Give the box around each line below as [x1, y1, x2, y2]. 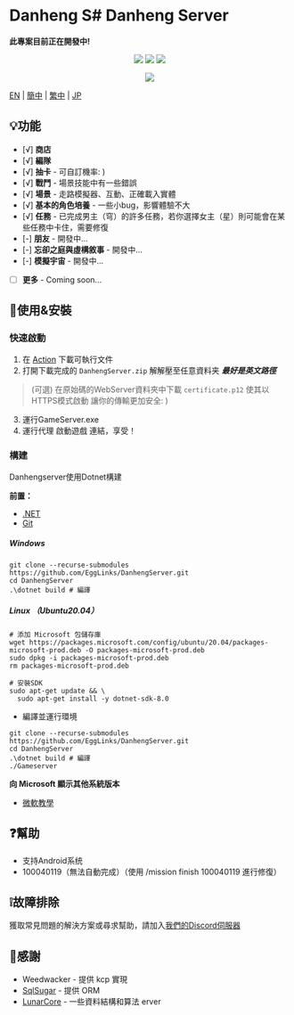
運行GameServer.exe [21, 413, 100, 424]
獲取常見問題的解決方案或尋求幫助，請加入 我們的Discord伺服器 [9, 920, 241, 931]
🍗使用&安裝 [9, 303, 72, 318]
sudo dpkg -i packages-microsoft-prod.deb [9, 653, 169, 662]
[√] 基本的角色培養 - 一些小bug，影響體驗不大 [21, 200, 191, 210]
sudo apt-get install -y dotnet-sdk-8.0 [17, 694, 169, 703]
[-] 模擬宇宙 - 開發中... [21, 255, 104, 266]
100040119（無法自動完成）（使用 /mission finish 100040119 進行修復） [21, 866, 282, 877]
